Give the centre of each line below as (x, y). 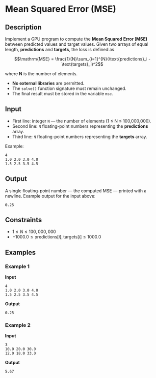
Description (23, 27)
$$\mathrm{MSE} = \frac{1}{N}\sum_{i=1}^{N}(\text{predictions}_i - (82, 59)
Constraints (24, 220)
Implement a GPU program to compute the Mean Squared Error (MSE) (76, 39)
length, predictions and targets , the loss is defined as (60, 49)
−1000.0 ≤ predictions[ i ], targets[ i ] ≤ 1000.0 (57, 237)
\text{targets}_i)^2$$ (82, 64)
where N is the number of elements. (41, 74)
